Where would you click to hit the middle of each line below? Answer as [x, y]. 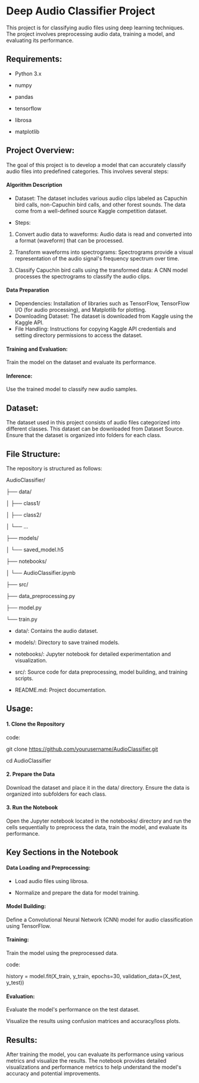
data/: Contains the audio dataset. [56, 631]
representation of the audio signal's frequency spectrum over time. [97, 258]
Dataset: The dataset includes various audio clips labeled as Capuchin [101, 198]
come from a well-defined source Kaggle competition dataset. [91, 211]
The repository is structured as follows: [54, 468]
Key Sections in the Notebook [62, 852]
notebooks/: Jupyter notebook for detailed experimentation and [93, 654]
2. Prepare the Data [31, 774]
